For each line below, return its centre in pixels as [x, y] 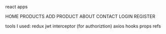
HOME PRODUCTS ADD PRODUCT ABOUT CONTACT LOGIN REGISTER [80, 16]
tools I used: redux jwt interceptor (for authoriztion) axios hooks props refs [83, 26]
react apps [16, 7]
